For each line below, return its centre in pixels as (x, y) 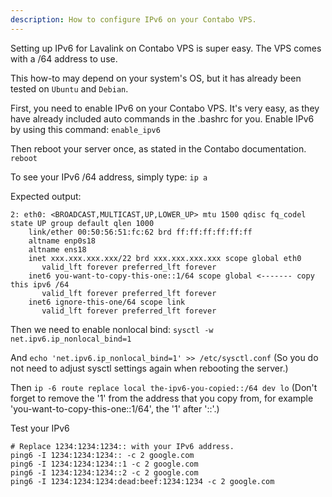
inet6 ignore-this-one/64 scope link (107, 302)
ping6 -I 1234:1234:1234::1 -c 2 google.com (104, 464)
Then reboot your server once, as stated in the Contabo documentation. (158, 148)
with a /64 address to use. (64, 58)
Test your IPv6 (40, 428)
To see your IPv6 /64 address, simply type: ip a (109, 177)
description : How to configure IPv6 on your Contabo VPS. (133, 19)
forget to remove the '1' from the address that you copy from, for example (162, 398)
